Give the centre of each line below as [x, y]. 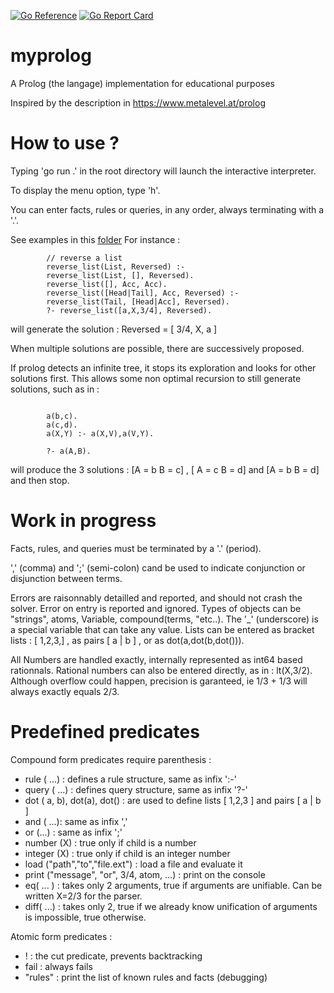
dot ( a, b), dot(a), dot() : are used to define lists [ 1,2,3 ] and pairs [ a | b [173, 800]
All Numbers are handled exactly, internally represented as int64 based [156, 659]
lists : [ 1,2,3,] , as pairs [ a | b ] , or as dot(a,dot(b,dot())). [127, 640]
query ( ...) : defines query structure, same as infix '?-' [136, 789]
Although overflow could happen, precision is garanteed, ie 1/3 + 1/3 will [159, 681]
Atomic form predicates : [61, 936]
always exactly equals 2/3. [65, 691]
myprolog [51, 56]
